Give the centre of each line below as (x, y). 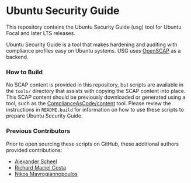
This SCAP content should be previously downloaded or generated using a (96, 97)
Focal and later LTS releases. (41, 33)
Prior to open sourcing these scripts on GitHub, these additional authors (93, 144)
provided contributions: (34, 150)
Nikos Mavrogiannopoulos (46, 174)
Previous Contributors (38, 131)
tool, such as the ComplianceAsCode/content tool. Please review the (88, 103)
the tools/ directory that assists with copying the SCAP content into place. (96, 91)
